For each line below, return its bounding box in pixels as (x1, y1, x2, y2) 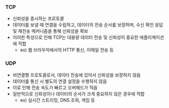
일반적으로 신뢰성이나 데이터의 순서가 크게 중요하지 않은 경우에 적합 (12, 90, 145, 96)
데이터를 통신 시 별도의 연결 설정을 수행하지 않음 (12, 78, 107, 84)
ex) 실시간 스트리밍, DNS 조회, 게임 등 (20, 97, 95, 103)
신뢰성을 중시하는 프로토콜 (12, 16, 65, 22)
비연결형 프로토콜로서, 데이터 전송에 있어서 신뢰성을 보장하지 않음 (12, 72, 141, 78)
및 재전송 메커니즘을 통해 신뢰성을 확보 (12, 28, 88, 34)
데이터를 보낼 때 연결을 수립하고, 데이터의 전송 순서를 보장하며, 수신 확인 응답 (12, 22, 163, 28)
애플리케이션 (139, 34, 164, 41)
